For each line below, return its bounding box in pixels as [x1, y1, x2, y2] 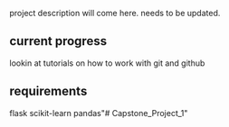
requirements [9, 84, 88, 99]
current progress [9, 33, 107, 49]
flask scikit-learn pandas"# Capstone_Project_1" [9, 107, 188, 118]
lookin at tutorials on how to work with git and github [9, 58, 205, 68]
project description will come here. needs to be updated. [9, 8, 221, 18]
